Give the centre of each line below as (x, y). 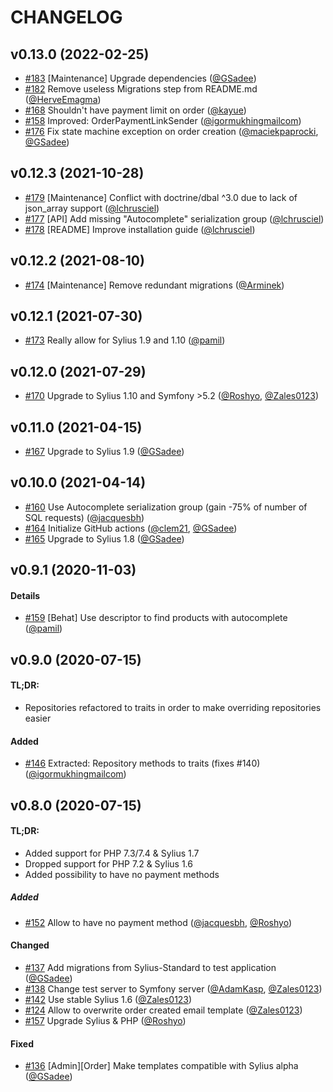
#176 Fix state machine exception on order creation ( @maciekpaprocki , (171, 131)
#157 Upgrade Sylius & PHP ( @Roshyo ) (105, 1021)
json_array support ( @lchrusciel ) (92, 208)
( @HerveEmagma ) (63, 99)
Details (25, 595)
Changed (30, 945)
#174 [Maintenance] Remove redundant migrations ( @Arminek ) (154, 285)
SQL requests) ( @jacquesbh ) (84, 517)
